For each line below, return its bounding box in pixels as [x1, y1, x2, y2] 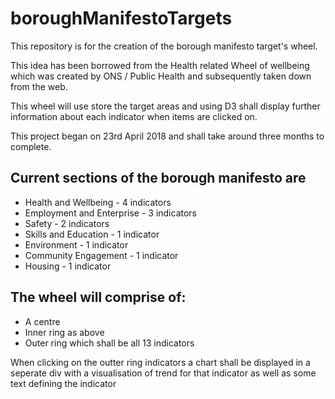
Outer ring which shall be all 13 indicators [24, 337, 195, 349]
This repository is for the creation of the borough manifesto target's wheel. [10, 40, 318, 52]
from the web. [10, 80, 68, 92]
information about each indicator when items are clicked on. [10, 110, 258, 122]
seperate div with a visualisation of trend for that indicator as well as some [10, 367, 317, 379]
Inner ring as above [24, 326, 105, 338]
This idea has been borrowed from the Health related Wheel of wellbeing [10, 59, 310, 71]
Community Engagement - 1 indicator [24, 249, 179, 261]
